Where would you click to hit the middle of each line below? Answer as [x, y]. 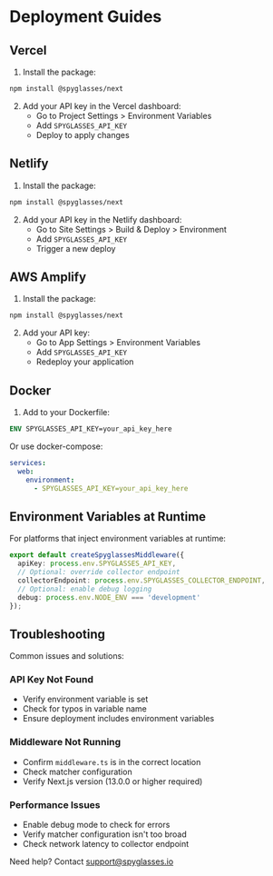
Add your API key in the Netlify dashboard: [102, 219]
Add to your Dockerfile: [66, 413]
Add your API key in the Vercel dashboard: [102, 105]
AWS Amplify [48, 277]
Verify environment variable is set [85, 699]
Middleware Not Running [65, 742]
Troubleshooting [58, 634]
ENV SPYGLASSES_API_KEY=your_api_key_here [91, 429]
